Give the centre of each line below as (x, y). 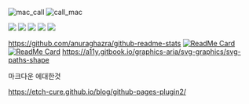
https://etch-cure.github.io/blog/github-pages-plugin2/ (97, 91)
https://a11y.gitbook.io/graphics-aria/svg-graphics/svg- (151, 52)
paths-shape (29, 60)
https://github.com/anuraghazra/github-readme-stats (95, 43)
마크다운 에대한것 (35, 76)
